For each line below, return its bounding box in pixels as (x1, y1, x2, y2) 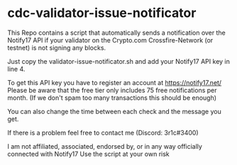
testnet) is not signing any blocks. (7, 43, 106, 52)
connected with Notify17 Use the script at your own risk (7, 149, 170, 158)
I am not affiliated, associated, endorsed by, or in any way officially (7, 142, 202, 150)
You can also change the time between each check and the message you (7, 107, 221, 115)
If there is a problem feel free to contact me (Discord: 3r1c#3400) (7, 128, 199, 137)
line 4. (7, 64, 26, 73)
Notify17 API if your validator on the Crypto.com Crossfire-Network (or (7, 35, 214, 44)
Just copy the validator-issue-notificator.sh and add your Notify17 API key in (7, 57, 231, 65)
